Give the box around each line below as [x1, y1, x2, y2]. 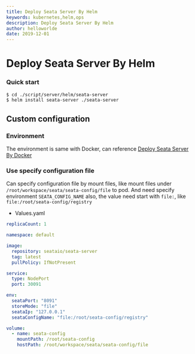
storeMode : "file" [11, 303, 58, 309]
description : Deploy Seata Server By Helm [6, 20, 114, 26]
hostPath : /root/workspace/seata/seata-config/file [17, 342, 148, 348]
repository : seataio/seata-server [11, 248, 97, 254]
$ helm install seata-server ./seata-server [6, 97, 119, 103]
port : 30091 [11, 282, 42, 288]
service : [6, 270, 28, 276]
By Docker [6, 152, 32, 159]
